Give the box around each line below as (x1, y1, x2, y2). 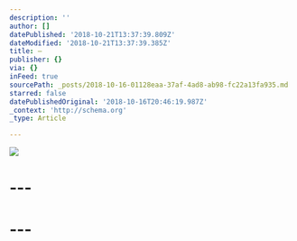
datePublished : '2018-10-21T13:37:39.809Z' (9, 30, 176, 39)
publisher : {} (9, 55, 63, 64)
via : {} (9, 64, 39, 73)
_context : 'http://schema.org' (9, 106, 127, 115)
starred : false (9, 88, 67, 97)
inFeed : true (9, 72, 59, 81)
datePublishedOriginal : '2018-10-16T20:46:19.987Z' (9, 97, 208, 107)
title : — (9, 47, 42, 56)
